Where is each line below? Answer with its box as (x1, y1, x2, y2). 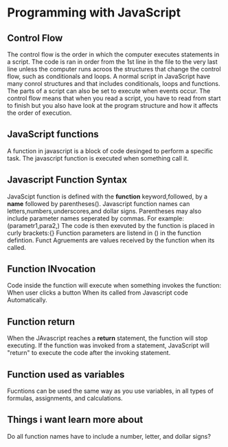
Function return (7, 316, 76, 328)
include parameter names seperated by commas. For (7, 214, 157, 222)
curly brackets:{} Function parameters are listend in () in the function (7, 229, 201, 237)
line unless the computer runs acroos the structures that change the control (7, 65, 221, 73)
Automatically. (7, 296, 48, 304)
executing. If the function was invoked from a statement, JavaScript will (7, 341, 209, 349)
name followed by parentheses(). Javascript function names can (7, 199, 190, 207)
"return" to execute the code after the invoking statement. (7, 349, 171, 357)
